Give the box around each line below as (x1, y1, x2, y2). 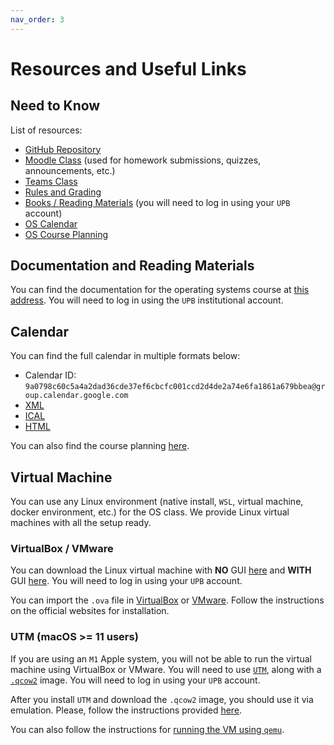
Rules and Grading (24, 186, 102, 198)
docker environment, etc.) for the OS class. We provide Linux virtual (10, 506, 290, 518)
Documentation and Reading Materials (10, 257, 255, 275)
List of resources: (10, 124, 83, 136)
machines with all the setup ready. (10, 517, 152, 529)
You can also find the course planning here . (10, 440, 190, 452)
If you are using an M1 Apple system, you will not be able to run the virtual (10, 652, 312, 665)
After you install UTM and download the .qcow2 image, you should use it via (10, 693, 314, 705)
